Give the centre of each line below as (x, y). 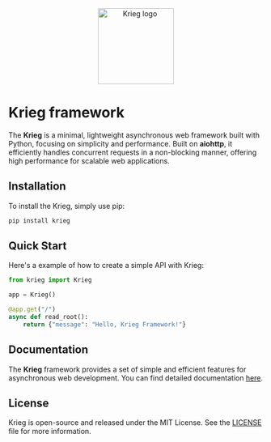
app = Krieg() (32, 295)
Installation (37, 187)
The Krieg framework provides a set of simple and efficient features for (127, 369)
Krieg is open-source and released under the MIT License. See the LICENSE (135, 423)
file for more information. (50, 431)
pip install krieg (39, 221)
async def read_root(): (49, 317)
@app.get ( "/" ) (32, 310)
